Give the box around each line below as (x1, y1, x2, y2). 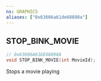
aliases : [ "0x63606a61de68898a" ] (6, 14, 88, 20)
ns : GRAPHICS (6, 8, 38, 15)
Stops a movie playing (6, 68, 60, 75)
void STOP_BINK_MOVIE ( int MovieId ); (6, 57, 96, 63)
